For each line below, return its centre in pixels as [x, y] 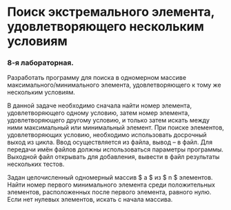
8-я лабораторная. [40, 63]
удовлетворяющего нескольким [106, 27]
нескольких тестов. [36, 164]
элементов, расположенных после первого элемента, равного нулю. [109, 192]
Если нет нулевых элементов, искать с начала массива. [90, 200]
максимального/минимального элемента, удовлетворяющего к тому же [114, 85]
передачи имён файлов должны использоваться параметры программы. [115, 149]
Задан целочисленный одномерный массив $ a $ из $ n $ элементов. [110, 178]
